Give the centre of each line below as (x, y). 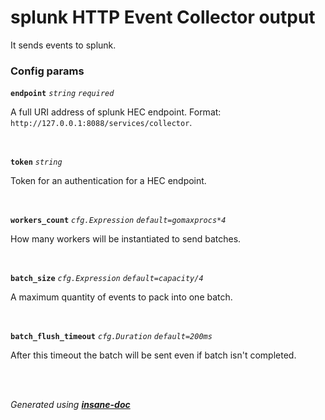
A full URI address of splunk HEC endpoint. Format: (116, 112)
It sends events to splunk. (63, 45)
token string (36, 162)
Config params (47, 71)
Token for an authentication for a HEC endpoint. (108, 181)
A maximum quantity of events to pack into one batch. (121, 297)
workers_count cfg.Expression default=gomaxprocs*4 (118, 221)
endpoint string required (62, 94)
